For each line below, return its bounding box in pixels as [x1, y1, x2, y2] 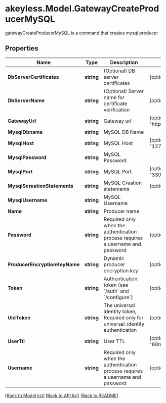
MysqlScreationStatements [7, 182, 74, 189]
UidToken [7, 314, 31, 321]
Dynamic [103, 254, 124, 261]
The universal [103, 302, 135, 308]
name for [103, 94, 124, 101]
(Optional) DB [103, 67, 135, 74]
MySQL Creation [103, 179, 142, 186]
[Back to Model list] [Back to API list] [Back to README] [5, 392, 119, 399]
